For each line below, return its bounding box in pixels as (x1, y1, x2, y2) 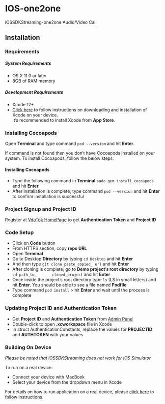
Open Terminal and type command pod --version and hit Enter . (5, 141, 135, 146)
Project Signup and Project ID (5, 205, 77, 212)
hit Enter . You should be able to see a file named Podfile (12, 282, 127, 288)
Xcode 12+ (12, 102, 34, 108)
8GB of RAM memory (12, 78, 55, 84)
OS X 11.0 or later (12, 73, 47, 79)
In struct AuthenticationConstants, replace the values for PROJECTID (12, 326, 153, 332)
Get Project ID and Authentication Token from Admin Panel (12, 316, 134, 322)
